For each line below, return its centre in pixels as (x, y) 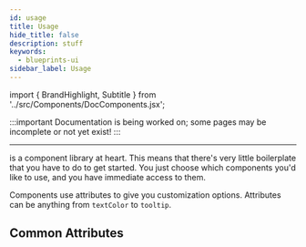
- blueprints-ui (48, 60)
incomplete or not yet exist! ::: (65, 131)
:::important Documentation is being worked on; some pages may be (138, 122)
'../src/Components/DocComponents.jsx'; (87, 104)
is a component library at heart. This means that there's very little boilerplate (153, 158)
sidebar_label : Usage (51, 69)
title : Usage (34, 26)
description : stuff (46, 43)
